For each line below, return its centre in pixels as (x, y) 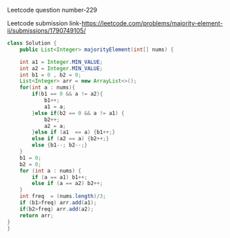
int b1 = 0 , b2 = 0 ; (50, 75)
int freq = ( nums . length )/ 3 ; (63, 196)
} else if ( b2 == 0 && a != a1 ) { (79, 113)
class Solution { (32, 43)
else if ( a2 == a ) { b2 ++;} (71, 139)
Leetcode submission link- (44, 23)
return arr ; (36, 215)
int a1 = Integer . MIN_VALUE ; (61, 62)
